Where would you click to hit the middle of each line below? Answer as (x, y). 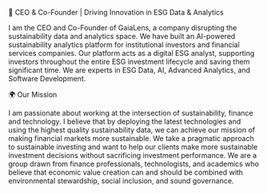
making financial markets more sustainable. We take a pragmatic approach (131, 138)
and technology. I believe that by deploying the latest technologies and (125, 121)
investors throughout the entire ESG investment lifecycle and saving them (129, 61)
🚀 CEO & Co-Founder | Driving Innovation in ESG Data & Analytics (116, 12)
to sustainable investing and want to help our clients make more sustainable (133, 147)
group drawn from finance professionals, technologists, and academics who (134, 164)
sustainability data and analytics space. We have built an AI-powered (122, 36)
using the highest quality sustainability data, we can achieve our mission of (132, 130)
